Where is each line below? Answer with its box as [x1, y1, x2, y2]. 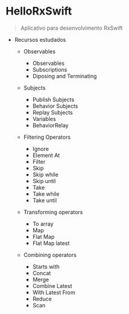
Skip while [32, 171, 59, 178]
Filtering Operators [23, 133, 71, 141]
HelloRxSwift [5, 4, 72, 18]
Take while [32, 190, 60, 198]
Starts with [32, 262, 60, 270]
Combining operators [23, 251, 77, 258]
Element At [32, 152, 60, 159]
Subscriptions [32, 65, 68, 73]
